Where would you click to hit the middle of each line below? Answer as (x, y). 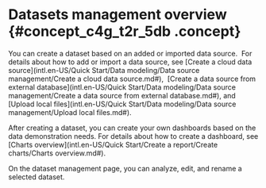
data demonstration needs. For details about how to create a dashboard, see (133, 136)
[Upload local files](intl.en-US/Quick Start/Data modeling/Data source (122, 104)
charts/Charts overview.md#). (57, 153)
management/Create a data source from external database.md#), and (122, 95)
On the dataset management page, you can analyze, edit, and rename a (125, 168)
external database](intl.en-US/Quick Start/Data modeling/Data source (122, 87)
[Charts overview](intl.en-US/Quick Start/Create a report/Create (113, 144)
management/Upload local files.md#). (70, 112)
